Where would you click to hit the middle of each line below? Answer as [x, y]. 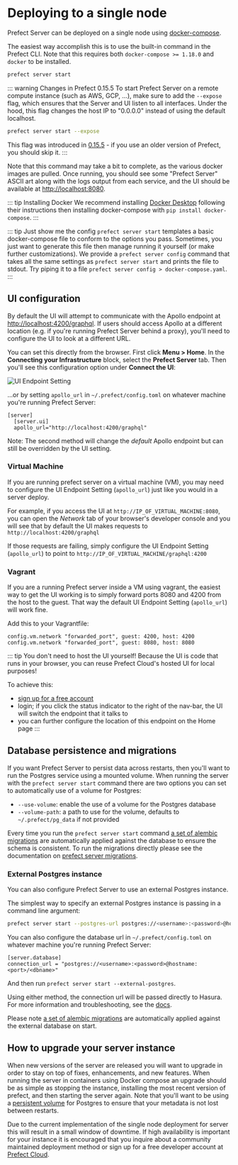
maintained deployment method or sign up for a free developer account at [115, 1147]
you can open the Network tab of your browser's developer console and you [119, 518]
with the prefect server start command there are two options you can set [117, 783]
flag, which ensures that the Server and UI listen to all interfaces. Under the [117, 103]
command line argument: [44, 911]
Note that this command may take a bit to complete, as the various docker [115, 166]
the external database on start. [52, 1026]
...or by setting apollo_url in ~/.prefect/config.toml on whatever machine [117, 394]
